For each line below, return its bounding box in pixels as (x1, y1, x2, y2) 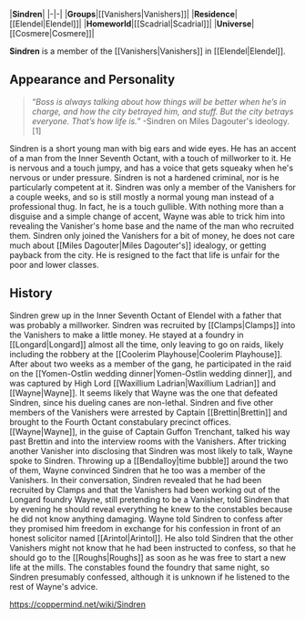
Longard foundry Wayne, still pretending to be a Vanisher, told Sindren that (9, 493, 290, 505)
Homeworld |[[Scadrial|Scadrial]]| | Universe (86, 18, 252, 29)
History (9, 285, 53, 301)
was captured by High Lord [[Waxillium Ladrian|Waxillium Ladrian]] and (9, 377, 276, 388)
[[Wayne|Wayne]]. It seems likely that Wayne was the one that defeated (9, 387, 279, 398)
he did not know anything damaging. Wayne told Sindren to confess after (9, 513, 283, 524)
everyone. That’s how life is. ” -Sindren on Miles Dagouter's (31, 115, 253, 127)
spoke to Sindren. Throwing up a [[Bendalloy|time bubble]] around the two (9, 455, 289, 466)
